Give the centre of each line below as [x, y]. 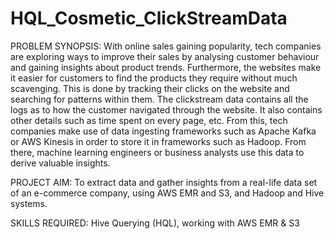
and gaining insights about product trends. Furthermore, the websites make [166, 67]
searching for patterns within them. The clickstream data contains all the [159, 99]
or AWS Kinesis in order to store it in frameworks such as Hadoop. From [158, 141]
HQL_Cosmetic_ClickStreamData [149, 18]
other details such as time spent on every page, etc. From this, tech [149, 120]
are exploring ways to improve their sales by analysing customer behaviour [165, 56]
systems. [29, 203]
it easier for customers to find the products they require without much [154, 78]
